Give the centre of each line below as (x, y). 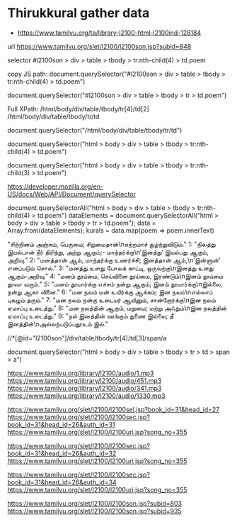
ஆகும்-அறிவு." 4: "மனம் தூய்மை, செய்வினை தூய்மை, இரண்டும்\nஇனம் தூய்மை (115, 276)
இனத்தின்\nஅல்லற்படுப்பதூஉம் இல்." (58, 323)
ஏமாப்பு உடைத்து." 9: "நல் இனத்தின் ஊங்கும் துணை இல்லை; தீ (91, 316)
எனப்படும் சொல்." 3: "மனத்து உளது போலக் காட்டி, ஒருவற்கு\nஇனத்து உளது (110, 268)
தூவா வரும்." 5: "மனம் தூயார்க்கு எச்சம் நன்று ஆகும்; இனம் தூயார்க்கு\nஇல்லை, (115, 284)
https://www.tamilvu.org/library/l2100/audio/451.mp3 (85, 380)
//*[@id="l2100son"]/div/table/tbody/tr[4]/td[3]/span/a (87, 338)
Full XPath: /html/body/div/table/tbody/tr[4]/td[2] (79, 109)
